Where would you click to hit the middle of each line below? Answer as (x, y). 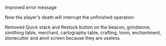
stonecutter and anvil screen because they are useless (62, 38)
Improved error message (31, 7)
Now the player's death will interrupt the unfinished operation (69, 17)
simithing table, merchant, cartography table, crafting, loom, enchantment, (83, 32)
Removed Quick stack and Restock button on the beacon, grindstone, (78, 27)
